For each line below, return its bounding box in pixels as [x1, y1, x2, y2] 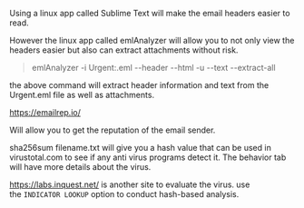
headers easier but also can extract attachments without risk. [9, 45, 239, 55]
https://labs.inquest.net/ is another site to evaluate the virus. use [9, 179, 250, 190]
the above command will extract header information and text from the [9, 80, 270, 90]
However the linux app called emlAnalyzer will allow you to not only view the [9, 35, 295, 45]
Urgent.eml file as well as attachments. [9, 90, 155, 100]
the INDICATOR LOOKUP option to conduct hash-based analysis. [9, 189, 240, 199]
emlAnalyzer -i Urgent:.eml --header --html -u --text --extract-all [31, 63, 276, 73]
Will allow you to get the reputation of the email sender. [9, 124, 216, 135]
